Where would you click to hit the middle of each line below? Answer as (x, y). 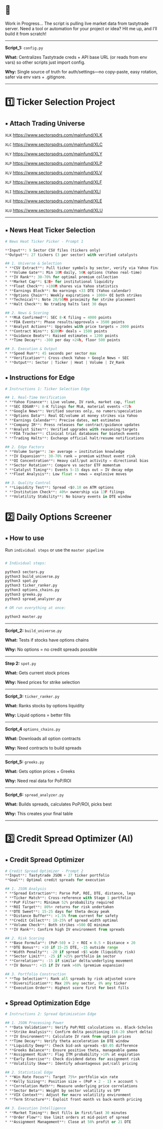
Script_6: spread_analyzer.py (34, 794)
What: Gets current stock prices (37, 673)
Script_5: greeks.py (25, 762)
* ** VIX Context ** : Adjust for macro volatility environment (68, 1095)
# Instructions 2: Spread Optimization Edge (51, 1014)
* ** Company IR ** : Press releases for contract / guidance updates (72, 425)
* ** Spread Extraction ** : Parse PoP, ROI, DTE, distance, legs (70, 894)
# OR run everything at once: (36, 608)
